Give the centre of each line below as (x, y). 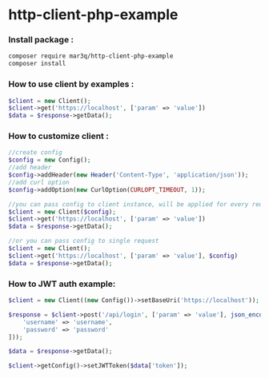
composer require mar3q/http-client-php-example (91, 56)
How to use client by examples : (71, 84)
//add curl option (39, 182)
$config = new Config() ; (50, 160)
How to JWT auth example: (62, 284)
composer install (37, 64)
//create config (35, 153)
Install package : (41, 40)
